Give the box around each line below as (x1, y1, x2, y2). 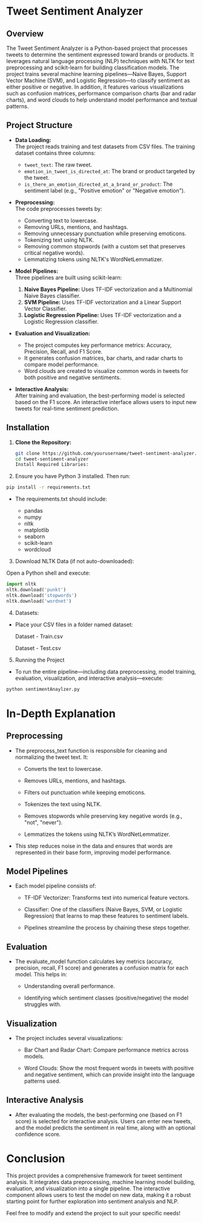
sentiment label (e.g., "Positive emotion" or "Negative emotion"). (24, 187, 185, 194)
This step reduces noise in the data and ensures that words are (15, 842, 173, 849)
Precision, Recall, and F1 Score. (24, 348, 103, 355)
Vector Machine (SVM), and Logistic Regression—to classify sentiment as (6, 77, 190, 84)
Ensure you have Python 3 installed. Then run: (15, 473, 130, 480)
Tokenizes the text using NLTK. (24, 800, 102, 807)
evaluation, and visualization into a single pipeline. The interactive (6, 1185, 170, 1192)
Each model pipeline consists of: (15, 882, 97, 889)
